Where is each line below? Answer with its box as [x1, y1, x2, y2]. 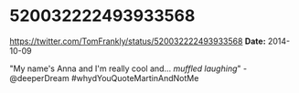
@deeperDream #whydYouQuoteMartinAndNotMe [9, 72, 199, 83]
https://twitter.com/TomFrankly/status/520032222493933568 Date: [9, 36, 267, 46]
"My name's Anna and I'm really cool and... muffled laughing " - [9, 63, 248, 74]
